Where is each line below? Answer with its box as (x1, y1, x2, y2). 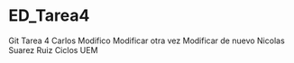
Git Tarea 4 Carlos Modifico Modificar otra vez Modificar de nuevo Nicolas (8, 35, 285, 46)
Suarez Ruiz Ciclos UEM (8, 44, 98, 55)
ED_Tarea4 (8, 5, 90, 26)
